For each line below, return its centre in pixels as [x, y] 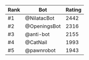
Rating [74, 10]
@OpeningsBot [43, 26]
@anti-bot [37, 34]
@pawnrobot [40, 50]
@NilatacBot [39, 18]
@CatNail [36, 42]
